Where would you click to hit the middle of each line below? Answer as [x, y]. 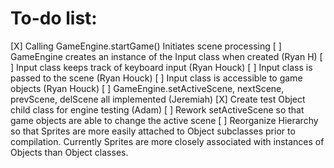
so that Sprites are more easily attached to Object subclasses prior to [153, 131]
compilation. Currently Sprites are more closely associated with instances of [167, 141]
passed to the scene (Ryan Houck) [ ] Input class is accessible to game [156, 78]
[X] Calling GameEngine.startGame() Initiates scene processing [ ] [146, 46]
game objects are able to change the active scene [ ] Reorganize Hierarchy [164, 120]
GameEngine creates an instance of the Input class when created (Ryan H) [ [166, 56]
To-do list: [54, 18]
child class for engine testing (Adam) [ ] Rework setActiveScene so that [157, 109]
